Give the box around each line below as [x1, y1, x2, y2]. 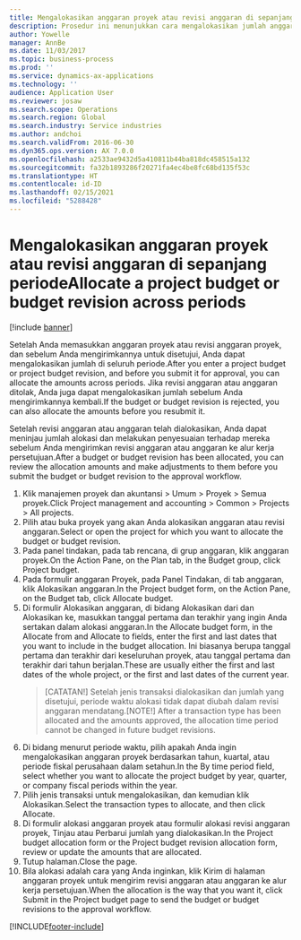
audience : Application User [9, 88, 115, 97]
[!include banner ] [9, 322, 73, 332]
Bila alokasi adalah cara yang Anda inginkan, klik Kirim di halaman [21, 866, 266, 876]
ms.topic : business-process [9, 55, 115, 64]
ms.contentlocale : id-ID [9, 180, 102, 189]
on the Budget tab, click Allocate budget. [21, 592, 174, 603]
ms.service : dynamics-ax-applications [9, 72, 154, 81]
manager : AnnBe [9, 38, 66, 47]
